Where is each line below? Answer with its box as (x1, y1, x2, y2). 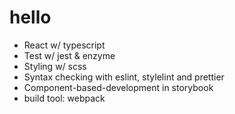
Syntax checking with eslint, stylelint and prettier (23, 71, 225, 83)
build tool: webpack (23, 92, 106, 104)
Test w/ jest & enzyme (23, 49, 116, 61)
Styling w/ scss (23, 60, 87, 72)
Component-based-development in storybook (23, 81, 214, 93)
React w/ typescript (23, 39, 106, 51)
